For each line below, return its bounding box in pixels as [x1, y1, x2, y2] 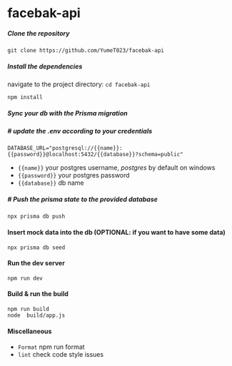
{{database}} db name [17, 178, 84, 187]
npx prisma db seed [7, 244, 66, 251]
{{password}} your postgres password [17, 171, 130, 180]
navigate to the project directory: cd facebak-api [7, 80, 151, 88]
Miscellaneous [7, 327, 52, 335]
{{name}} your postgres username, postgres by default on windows [17, 163, 216, 172]
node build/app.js [7, 312, 66, 319]
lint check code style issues [17, 350, 104, 359]
